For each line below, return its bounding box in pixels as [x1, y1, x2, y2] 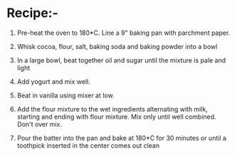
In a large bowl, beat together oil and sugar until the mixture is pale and [16, 55, 226, 65]
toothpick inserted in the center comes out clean [16, 141, 160, 150]
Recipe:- [6, 5, 58, 21]
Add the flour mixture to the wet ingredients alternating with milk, [16, 104, 208, 113]
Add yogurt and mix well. [16, 77, 90, 86]
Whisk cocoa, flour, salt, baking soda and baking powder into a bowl [16, 42, 218, 50]
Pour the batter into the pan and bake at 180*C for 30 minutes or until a [16, 134, 227, 142]
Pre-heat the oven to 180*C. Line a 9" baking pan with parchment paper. [16, 28, 231, 37]
